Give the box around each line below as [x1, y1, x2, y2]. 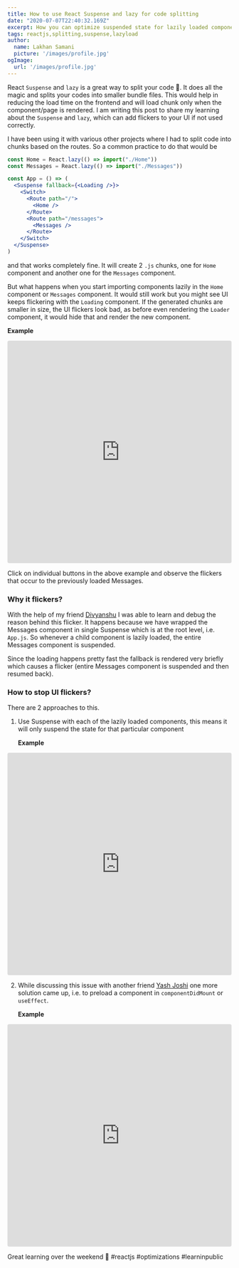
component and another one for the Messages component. [7, 268, 176, 277]
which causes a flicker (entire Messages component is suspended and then [7, 662, 229, 671]
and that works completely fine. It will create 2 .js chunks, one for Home [7, 261, 216, 269]
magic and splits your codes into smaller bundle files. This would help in [7, 90, 218, 99]
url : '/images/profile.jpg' [14, 63, 97, 70]
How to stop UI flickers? [7, 688, 92, 698]
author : [7, 37, 31, 44]
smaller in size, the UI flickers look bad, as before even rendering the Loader [7, 305, 230, 313]
